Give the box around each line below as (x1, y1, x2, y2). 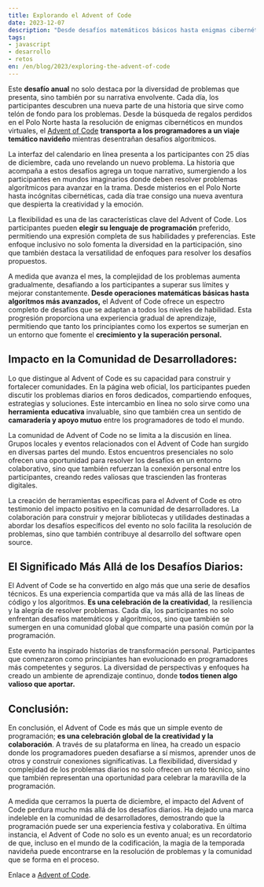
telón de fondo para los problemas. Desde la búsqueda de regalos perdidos (8, 109, 253, 119)
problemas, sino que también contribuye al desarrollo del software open (8, 529, 242, 538)
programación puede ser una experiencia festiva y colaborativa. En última (8, 822, 247, 831)
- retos (8, 56, 34, 64)
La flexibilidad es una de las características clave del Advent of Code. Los (8, 214, 247, 224)
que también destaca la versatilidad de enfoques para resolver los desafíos (8, 248, 251, 257)
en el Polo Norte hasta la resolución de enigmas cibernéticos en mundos (8, 117, 244, 126)
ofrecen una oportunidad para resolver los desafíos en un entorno (8, 455, 222, 465)
